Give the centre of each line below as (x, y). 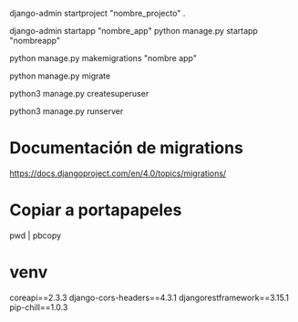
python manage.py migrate (60, 76)
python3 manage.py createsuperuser (79, 93)
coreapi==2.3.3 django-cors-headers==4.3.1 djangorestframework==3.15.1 (149, 297)
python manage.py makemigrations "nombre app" (103, 58)
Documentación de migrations (127, 148)
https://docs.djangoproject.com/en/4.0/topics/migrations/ (118, 173)
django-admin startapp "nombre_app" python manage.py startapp (134, 31)
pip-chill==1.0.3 (39, 307)
